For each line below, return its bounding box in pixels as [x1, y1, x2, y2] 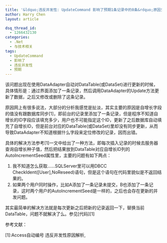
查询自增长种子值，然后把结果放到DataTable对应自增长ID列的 [5, 146, 130, 152]
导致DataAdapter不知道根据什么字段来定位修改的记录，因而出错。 [5, 129, 140, 135]
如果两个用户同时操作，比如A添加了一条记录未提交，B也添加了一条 [12, 182, 149, 188]
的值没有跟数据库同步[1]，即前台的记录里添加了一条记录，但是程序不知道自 [5, 111, 158, 117]
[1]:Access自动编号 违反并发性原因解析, [5, 232, 86, 238]
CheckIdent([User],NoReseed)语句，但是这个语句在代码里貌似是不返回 [12, 169, 158, 175]
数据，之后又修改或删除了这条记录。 [13, 94, 88, 100]
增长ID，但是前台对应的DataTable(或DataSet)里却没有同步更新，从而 [18, 123, 158, 129]
